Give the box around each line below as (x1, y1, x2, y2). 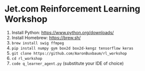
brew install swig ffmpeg (11, 41, 64, 45)
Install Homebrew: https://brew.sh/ (11, 35, 81, 41)
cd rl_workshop (11, 56, 43, 61)
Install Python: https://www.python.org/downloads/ (11, 29, 114, 35)
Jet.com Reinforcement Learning (4, 3, 141, 14)
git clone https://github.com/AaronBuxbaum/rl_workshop (11, 51, 127, 56)
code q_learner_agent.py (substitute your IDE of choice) (11, 60, 124, 66)
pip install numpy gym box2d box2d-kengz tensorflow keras (11, 46, 134, 51)
